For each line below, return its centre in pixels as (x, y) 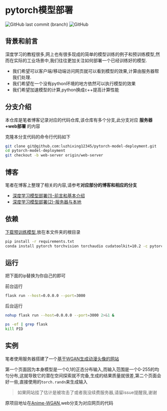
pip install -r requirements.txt (40, 241)
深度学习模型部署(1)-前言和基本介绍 (49, 196)
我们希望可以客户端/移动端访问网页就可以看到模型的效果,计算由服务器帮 (85, 71)
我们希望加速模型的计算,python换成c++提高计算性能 (66, 90)
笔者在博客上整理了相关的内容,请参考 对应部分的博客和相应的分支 (71, 185)
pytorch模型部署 (39, 10)
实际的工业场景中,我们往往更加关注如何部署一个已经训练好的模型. (81, 60)
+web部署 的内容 (23, 126)
